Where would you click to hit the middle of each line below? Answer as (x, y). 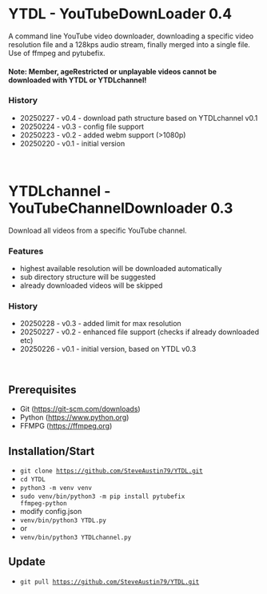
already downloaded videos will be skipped (91, 285)
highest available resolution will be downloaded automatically (121, 269)
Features (26, 251)
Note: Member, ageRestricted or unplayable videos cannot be (113, 71)
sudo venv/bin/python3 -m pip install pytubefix (102, 496)
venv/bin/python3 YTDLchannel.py (76, 537)
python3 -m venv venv (56, 488)
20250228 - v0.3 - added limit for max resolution (100, 324)
